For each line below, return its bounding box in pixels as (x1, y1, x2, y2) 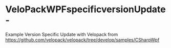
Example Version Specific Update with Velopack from (5, 31, 118, 37)
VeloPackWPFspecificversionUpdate (5, 4, 166, 15)
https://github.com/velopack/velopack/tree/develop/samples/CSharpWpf (5, 37, 160, 43)
